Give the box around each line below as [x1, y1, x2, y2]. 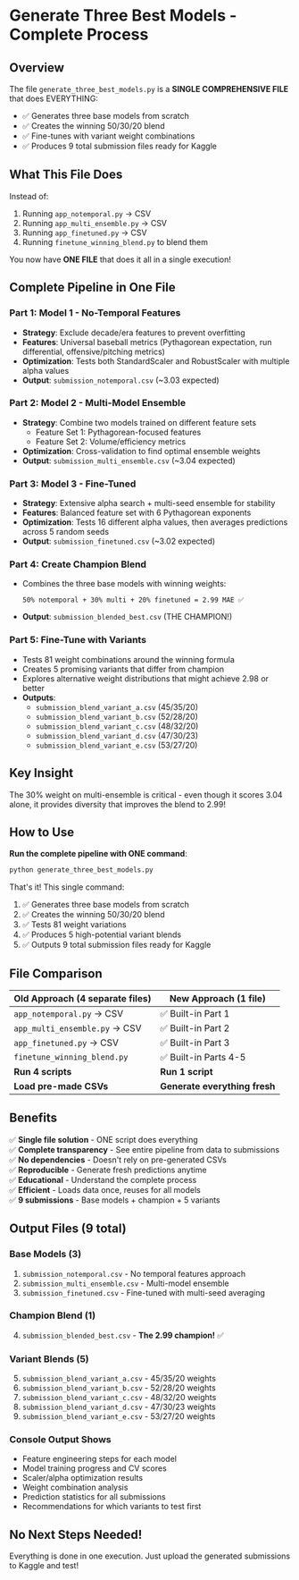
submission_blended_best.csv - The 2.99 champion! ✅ [21, 1330, 225, 1340]
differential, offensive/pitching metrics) [21, 346, 165, 357]
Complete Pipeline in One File [9, 280, 176, 295]
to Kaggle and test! [9, 1560, 79, 1571]
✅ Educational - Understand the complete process [9, 1174, 197, 1185]
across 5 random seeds [21, 527, 110, 537]
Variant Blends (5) [9, 1352, 89, 1365]
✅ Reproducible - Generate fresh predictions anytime [9, 1164, 207, 1175]
